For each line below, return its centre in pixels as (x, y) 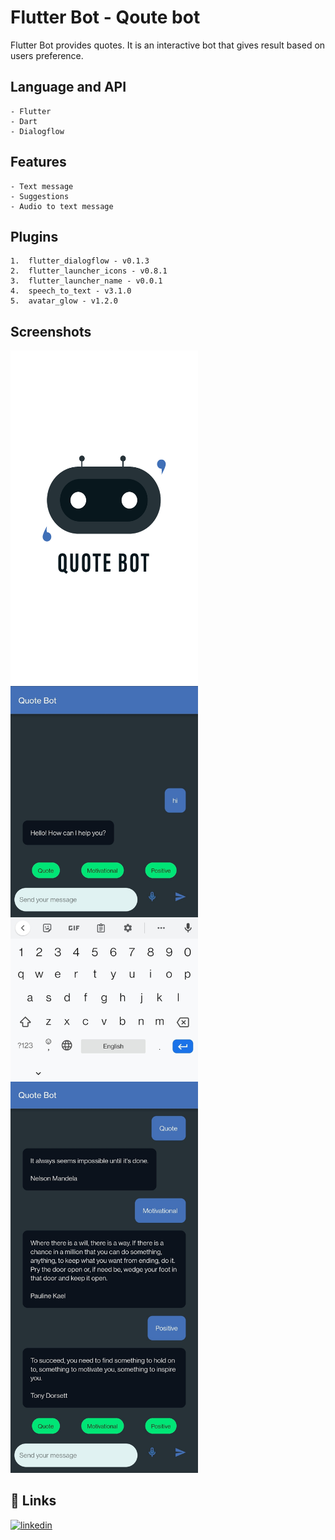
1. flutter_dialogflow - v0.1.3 (80, 261)
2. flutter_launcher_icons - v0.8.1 (89, 271)
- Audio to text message (62, 206)
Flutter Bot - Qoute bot (105, 17)
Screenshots (51, 331)
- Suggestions (40, 196)
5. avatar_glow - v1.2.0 (64, 301)
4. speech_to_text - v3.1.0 (71, 291)
